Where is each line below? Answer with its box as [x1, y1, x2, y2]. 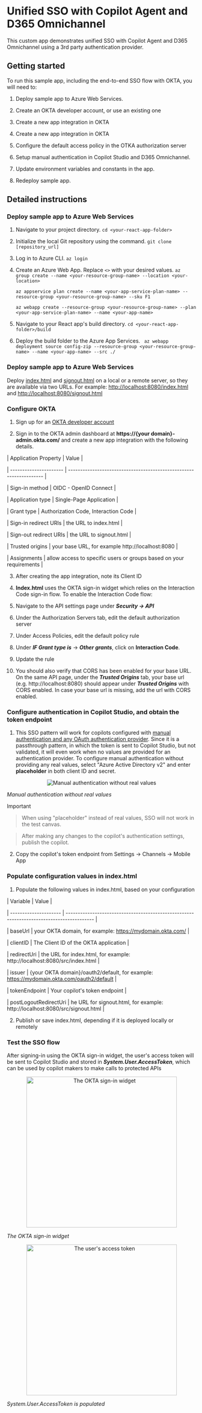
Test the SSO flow [7, 1038, 60, 1046]
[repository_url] [15, 244, 60, 250]
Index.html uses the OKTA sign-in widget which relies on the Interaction [15, 584, 195, 592]
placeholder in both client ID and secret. [15, 767, 116, 775]
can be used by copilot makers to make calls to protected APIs [7, 1064, 162, 1072]
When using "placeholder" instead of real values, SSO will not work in [21, 814, 194, 822]
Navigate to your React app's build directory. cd [15, 320, 133, 328]
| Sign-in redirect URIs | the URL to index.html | [7, 519, 123, 527]
